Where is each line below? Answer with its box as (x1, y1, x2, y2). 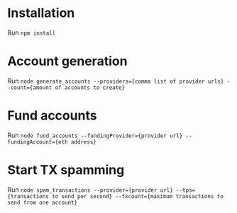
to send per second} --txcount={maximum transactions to (52, 192, 224, 200)
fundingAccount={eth (7, 138, 69, 146)
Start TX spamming (7, 162, 125, 178)
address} (70, 138, 97, 146)
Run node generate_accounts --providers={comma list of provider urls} (7, 76, 224, 85)
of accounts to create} (55, 84, 126, 91)
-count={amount (7, 84, 53, 91)
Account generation (7, 53, 128, 69)
